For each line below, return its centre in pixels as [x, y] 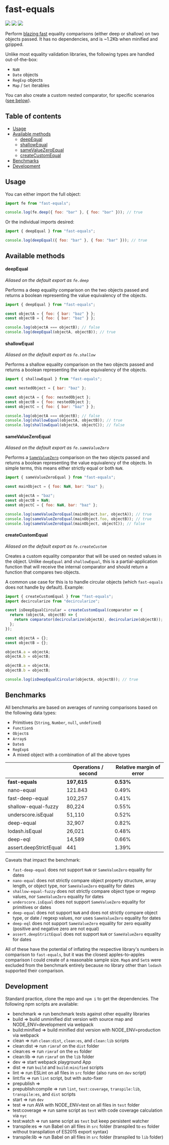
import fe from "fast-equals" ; [38, 203]
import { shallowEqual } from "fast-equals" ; [54, 379]
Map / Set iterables [31, 85]
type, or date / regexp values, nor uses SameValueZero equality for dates [87, 918]
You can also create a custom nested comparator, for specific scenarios [80, 95]
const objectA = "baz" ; [30, 496]
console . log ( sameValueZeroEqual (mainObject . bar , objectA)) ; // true [78, 514]
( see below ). [18, 100]
